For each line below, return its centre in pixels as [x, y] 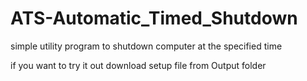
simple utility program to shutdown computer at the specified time [146, 46]
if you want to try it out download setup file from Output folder [138, 65]
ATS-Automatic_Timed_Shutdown [154, 18]
